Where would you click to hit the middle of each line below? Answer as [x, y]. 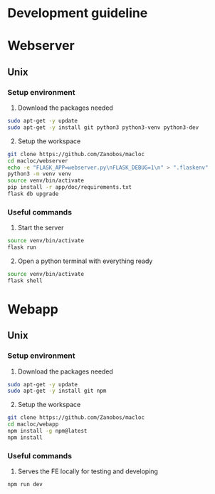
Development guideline [78, 13]
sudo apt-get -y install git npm [57, 391]
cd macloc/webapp [33, 424]
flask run [22, 247]
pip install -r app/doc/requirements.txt [70, 187]
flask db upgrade [33, 194]
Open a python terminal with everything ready [85, 261]
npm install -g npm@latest [47, 431]
